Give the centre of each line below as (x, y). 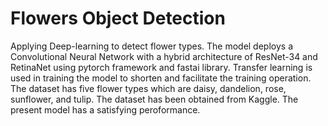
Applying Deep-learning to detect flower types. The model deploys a (151, 46)
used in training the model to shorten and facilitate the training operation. (161, 78)
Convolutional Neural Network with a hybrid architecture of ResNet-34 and (164, 56)
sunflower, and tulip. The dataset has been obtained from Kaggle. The (154, 99)
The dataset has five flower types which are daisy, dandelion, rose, (148, 88)
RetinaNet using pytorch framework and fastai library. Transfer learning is (161, 67)
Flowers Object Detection (118, 18)
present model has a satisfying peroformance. (105, 109)
